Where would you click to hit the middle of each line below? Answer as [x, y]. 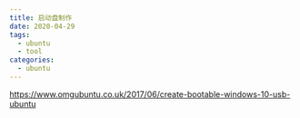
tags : [20, 34]
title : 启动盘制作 [41, 18]
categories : [32, 60]
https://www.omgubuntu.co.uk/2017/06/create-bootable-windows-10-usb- [150, 94]
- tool [30, 52]
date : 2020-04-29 [42, 26]
